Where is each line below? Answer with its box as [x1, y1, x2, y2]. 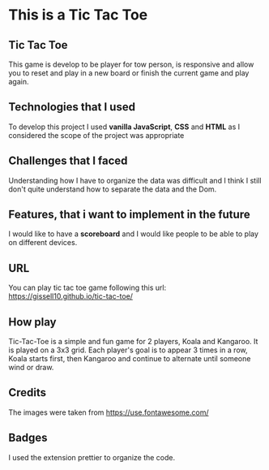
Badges [8, 431, 48, 445]
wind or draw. [8, 363, 54, 373]
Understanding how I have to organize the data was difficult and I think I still [8, 175, 262, 185]
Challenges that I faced [8, 154, 128, 168]
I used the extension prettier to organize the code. [8, 452, 176, 462]
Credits [8, 386, 47, 399]
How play [8, 315, 57, 329]
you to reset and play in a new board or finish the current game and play [8, 68, 250, 78]
